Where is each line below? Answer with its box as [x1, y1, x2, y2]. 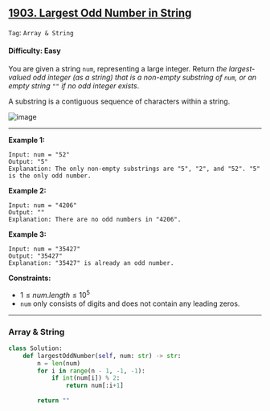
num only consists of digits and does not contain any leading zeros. [19, 299, 240, 308]
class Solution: [8, 344, 63, 352]
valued [8, 72, 31, 83]
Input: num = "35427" [8, 245, 81, 254]
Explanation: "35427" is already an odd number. [8, 259, 174, 267]
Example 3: [8, 230, 47, 239]
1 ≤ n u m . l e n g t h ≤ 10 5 [19, 289, 91, 299]
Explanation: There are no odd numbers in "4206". [8, 216, 182, 224]
